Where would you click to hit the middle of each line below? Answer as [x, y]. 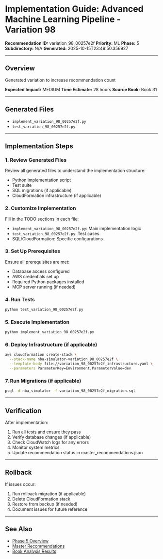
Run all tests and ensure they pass [46, 432]
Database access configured [41, 271]
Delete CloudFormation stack [41, 499]
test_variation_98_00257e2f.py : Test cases [56, 233]
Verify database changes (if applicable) [51, 437]
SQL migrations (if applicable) [42, 191]
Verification [23, 411]
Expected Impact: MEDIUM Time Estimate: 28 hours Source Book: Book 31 [81, 89]
